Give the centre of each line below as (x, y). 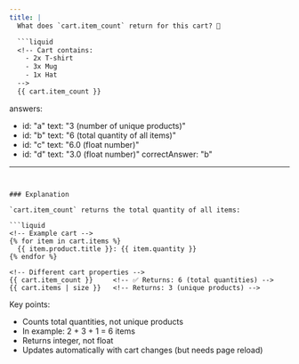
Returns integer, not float (68, 340)
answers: (26, 109)
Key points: (30, 304)
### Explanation (39, 194)
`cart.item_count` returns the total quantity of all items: (125, 210)
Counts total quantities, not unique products (103, 321)
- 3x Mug (41, 67)
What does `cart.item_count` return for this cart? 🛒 (119, 26)
